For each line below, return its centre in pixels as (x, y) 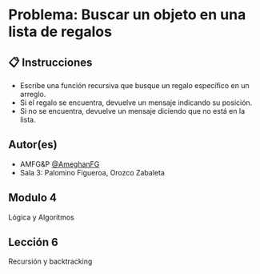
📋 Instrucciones (50, 62)
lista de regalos (60, 32)
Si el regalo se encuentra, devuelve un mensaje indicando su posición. (136, 103)
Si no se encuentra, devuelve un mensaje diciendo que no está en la (132, 111)
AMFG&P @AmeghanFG (60, 164)
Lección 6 (33, 242)
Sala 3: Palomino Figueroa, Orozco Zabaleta (92, 172)
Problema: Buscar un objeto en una (127, 15)
